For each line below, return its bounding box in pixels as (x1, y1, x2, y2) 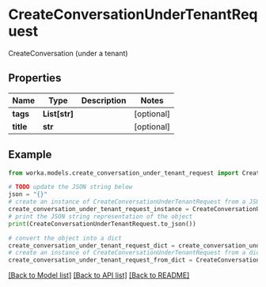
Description (81, 95, 127, 106)
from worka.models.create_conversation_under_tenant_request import (8, 168, 239, 177)
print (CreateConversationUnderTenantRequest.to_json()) (8, 220, 196, 228)
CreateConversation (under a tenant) (8, 48, 128, 58)
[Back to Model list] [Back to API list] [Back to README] (8, 270, 190, 280)
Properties (8, 71, 62, 85)
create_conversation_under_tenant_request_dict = (8, 241, 176, 250)
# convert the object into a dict (8, 234, 123, 242)
